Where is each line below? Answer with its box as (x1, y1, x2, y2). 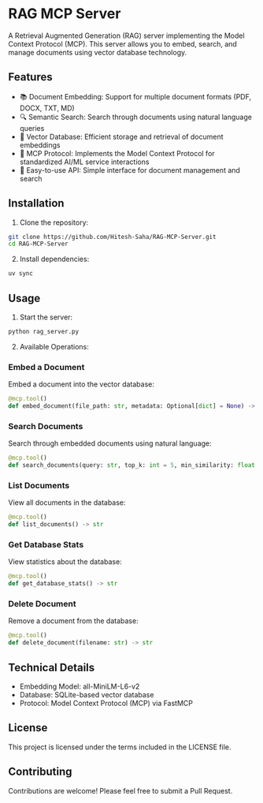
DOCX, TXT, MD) (19, 103, 75, 113)
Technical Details (8, 660, 95, 674)
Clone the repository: (19, 218, 89, 227)
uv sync (8, 270, 34, 278)
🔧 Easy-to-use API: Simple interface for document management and (19, 165, 240, 174)
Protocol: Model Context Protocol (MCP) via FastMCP (19, 698, 194, 708)
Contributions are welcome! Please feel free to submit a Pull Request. (8, 786, 233, 795)
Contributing (8, 765, 72, 779)
